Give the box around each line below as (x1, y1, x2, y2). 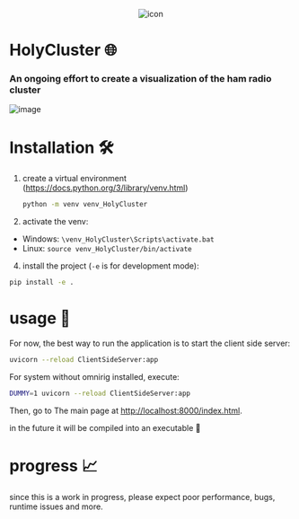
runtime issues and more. (9, 501, 103, 512)
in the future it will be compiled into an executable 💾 (9, 422, 201, 433)
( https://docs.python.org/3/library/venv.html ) (22, 182, 189, 193)
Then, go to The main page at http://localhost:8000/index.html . (9, 405, 242, 416)
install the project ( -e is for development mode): (22, 260, 199, 271)
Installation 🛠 (9, 137, 114, 157)
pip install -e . (9, 278, 75, 287)
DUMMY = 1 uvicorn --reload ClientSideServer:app (9, 389, 191, 398)
